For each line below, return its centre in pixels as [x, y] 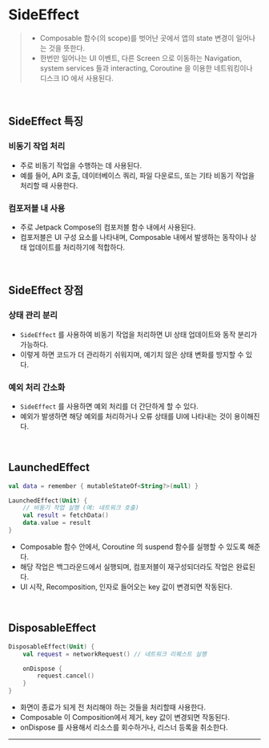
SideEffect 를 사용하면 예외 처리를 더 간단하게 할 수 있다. [109, 406]
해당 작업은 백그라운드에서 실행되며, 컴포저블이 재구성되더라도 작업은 [127, 567]
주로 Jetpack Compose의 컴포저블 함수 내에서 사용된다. [108, 227]
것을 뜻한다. [67, 48]
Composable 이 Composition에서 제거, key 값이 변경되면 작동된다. [125, 718]
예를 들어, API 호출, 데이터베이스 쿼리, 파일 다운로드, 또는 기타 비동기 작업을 [137, 175]
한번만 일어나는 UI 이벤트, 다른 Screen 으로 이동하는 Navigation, [141, 58]
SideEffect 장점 [46, 291]
